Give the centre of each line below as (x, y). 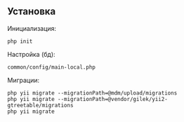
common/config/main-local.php (52, 67)
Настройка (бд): (31, 54)
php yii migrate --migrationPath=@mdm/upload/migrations (92, 93)
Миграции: (24, 80)
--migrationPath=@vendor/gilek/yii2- (113, 99)
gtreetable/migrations (40, 105)
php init (20, 41)
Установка (32, 12)
